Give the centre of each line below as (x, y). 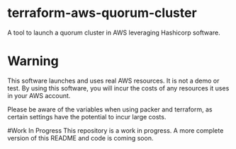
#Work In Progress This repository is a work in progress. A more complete (116, 130)
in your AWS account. (39, 95)
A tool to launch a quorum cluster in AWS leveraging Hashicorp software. (114, 32)
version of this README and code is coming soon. (80, 138)
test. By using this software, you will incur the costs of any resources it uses (118, 88)
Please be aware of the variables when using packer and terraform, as (110, 109)
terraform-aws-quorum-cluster (102, 13)
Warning (33, 61)
